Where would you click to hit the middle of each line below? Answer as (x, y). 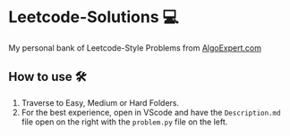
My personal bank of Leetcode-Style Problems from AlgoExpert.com (135, 48)
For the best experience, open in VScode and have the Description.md (151, 112)
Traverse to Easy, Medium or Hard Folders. (100, 102)
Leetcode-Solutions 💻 (94, 17)
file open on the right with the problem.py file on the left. (124, 122)
